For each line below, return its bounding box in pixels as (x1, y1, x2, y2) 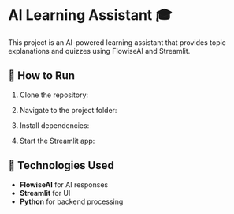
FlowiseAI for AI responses (19, 179, 109, 190)
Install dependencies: (19, 120, 90, 130)
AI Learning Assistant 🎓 (8, 6, 173, 24)
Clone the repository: (19, 90, 89, 99)
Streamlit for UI (19, 188, 71, 197)
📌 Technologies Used (8, 159, 114, 172)
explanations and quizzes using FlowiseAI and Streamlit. (8, 46, 191, 55)
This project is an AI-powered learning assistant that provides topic (8, 37, 226, 47)
